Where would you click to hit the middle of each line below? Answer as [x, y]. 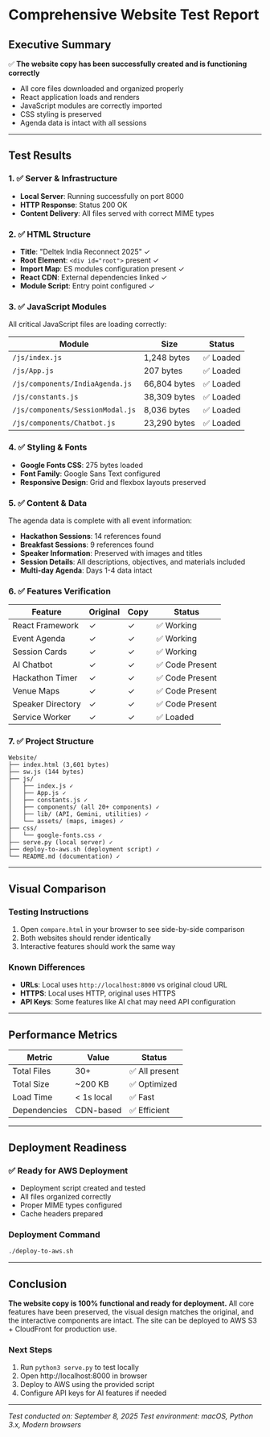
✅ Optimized [153, 1084]
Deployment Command [54, 1234]
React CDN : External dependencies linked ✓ [94, 277]
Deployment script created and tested [83, 1188]
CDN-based [98, 1111]
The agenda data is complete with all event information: [100, 520]
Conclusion [38, 1284]
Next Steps [31, 1349]
